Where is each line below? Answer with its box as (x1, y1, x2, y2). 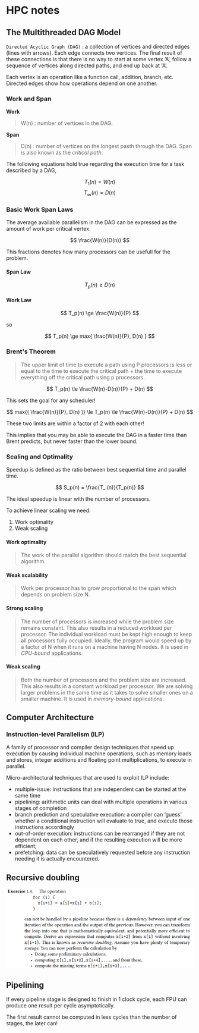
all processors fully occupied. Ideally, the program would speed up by (20, 637, 192, 644)
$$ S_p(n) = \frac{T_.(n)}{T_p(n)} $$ (55, 483, 144, 491)
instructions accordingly (14, 824, 74, 831)
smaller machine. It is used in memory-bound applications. (20, 695, 165, 702)
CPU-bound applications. (20, 649, 83, 657)
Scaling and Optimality (6, 453, 73, 461)
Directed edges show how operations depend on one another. (6, 80, 158, 87)
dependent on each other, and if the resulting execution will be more (14, 836, 182, 843)
